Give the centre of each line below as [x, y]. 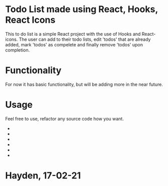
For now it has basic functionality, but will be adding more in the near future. [84, 84]
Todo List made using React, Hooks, [82, 9]
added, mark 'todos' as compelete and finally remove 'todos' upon [74, 44]
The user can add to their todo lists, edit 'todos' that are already [85, 39]
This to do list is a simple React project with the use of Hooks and [73, 34]
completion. [18, 50]
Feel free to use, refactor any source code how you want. [65, 118]
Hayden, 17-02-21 [43, 175]
